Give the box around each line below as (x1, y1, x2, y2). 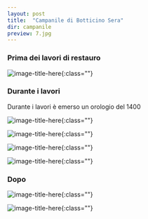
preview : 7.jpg (7, 29, 52, 37)
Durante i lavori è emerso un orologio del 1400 (7, 102, 141, 111)
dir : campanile (7, 23, 52, 30)
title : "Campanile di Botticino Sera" (7, 17, 124, 24)
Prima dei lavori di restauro (7, 53, 101, 63)
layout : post (7, 10, 46, 18)
